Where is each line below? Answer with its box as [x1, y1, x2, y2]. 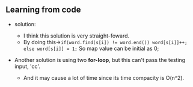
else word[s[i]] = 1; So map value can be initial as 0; [23, 45, 159, 52]
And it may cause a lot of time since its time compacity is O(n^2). [23, 74, 185, 81]
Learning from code [5, 5, 81, 15]
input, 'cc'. [14, 63, 40, 70]
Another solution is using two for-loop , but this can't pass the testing [14, 56, 186, 63]
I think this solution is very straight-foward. [23, 32, 130, 39]
